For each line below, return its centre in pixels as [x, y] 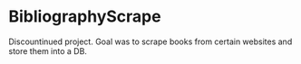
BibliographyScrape [85, 17]
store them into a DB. [48, 50]
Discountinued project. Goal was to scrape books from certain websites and [150, 41]
